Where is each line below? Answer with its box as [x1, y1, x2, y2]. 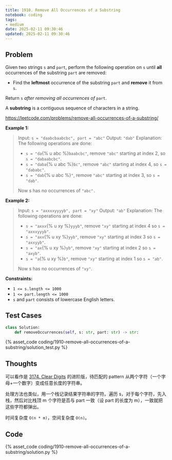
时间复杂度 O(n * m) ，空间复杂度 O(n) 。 [5, 415, 90, 421]
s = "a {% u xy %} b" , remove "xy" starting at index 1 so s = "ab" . [25, 255, 163, 262]
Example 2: [5, 197, 30, 204]
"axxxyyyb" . [25, 228, 50, 234]
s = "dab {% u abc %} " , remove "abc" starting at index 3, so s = [25, 172, 160, 178]
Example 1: [5, 124, 29, 131]
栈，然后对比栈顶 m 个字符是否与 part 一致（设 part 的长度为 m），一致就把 [5, 397, 163, 403]
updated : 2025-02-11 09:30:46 [5, 31, 70, 36]
